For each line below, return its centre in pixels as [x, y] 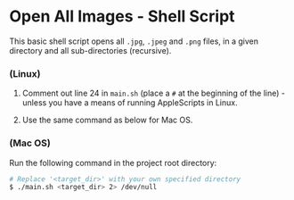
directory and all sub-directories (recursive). [90, 50]
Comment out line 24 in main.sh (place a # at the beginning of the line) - [153, 93]
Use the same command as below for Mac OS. [107, 120]
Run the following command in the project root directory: [113, 162]
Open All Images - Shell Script [122, 17]
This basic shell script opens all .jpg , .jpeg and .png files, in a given [134, 41]
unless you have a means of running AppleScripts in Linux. [130, 103]
